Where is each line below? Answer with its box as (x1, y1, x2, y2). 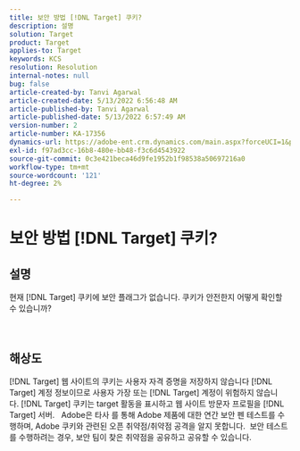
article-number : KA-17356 (9, 129, 105, 138)
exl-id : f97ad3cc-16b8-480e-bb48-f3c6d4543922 (9, 146, 186, 155)
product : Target (9, 38, 70, 47)
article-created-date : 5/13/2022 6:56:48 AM (9, 96, 178, 105)
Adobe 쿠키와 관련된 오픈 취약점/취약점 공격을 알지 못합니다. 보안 (35, 421, 265, 431)
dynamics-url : (9, 138, 62, 146)
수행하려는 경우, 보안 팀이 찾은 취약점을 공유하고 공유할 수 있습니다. (18, 431, 252, 442)
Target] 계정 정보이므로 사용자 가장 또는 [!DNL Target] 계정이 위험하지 (9, 387, 254, 397)
